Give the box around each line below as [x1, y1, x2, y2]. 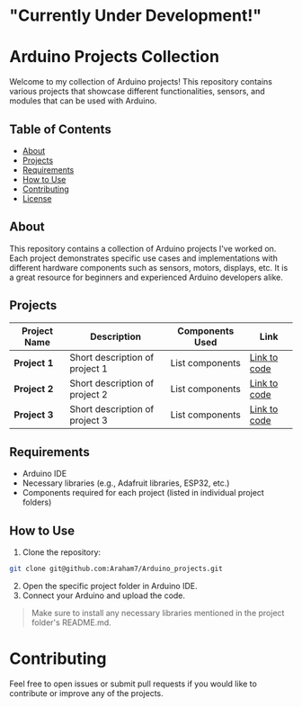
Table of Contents [9, 121, 112, 137]
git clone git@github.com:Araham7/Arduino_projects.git [9, 564, 223, 574]
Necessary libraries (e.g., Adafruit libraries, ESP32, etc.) [22, 478, 230, 488]
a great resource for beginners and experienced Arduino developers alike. [9, 272, 283, 282]
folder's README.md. [31, 617, 112, 628]
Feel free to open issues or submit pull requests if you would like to [9, 678, 258, 689]
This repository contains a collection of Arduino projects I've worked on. [9, 243, 277, 254]
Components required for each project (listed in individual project [22, 488, 265, 498]
